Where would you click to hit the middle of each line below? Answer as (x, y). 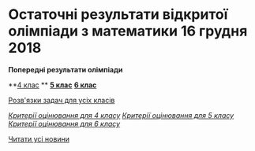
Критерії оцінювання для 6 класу (64, 123)
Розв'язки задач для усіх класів (62, 100)
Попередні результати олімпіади (66, 69)
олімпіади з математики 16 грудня (128, 31)
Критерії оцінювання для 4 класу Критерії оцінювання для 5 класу (121, 115)
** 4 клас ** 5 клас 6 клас (52, 85)
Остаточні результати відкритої (118, 15)
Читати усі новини (39, 138)
